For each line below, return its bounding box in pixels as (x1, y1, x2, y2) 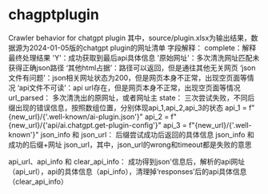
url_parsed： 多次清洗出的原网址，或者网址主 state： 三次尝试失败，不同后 (8, 93, 255, 102)
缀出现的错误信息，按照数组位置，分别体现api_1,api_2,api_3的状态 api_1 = (8, 102, 247, 113)
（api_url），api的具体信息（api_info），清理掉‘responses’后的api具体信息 (8, 166, 247, 176)
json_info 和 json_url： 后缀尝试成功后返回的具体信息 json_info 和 (40, 129, 254, 139)
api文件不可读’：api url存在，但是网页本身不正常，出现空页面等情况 (18, 82, 241, 93)
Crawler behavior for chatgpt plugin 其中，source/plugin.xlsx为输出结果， (8, 33, 252, 42)
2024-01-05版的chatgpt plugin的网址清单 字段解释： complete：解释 (29, 42, 257, 53)
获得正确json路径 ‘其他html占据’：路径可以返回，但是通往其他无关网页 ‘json (8, 62, 256, 73)
